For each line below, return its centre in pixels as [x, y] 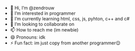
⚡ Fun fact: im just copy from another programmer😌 [65, 43]
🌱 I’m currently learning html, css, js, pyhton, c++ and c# [70, 19]
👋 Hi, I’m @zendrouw [32, 8]
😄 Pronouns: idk [28, 37]
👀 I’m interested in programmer [43, 13]
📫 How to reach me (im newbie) [44, 30]
